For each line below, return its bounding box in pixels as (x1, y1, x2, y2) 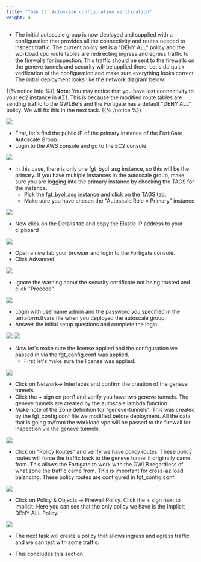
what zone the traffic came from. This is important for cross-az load (14, 467, 184, 474)
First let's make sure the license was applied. (23, 357, 136, 364)
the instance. (14, 184, 48, 191)
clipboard (14, 226, 39, 233)
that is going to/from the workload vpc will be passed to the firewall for (14, 418, 191, 426)
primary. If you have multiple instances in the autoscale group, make (14, 171, 185, 179)
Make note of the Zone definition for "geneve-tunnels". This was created (14, 406, 196, 413)
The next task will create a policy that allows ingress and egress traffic (14, 532, 190, 539)
